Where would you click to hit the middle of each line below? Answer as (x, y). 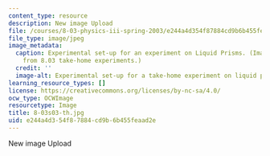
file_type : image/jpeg (46, 38)
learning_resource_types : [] (57, 83)
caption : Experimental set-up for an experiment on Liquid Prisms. (131, 53)
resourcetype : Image (43, 105)
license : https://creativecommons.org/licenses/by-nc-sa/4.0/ (115, 90)
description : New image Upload (61, 23)
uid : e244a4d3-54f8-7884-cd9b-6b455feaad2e (82, 121)
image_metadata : (35, 46)
